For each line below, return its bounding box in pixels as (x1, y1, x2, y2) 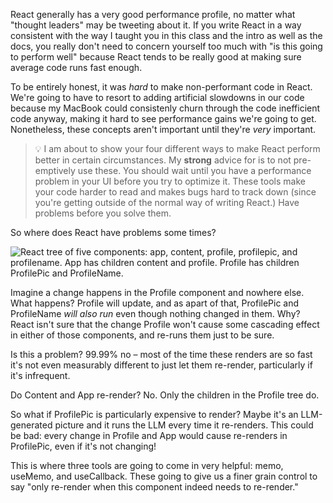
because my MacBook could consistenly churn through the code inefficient (10, 102, 321, 114)
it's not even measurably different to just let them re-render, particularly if (10, 359, 313, 371)
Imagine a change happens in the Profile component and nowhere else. (10, 287, 305, 298)
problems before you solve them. (34, 207, 172, 219)
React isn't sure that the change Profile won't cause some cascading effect (10, 319, 320, 330)
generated (10, 419, 53, 431)
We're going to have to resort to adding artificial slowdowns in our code (10, 92, 305, 103)
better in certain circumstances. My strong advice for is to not (34, 154, 292, 166)
